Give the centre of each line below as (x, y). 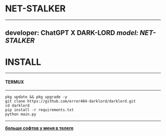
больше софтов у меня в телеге (40, 128)
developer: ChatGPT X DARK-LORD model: (72, 33)
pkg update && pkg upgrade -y (36, 97)
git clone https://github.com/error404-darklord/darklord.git (70, 101)
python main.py (21, 114)
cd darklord (17, 106)
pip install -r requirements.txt (40, 110)
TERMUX (15, 82)
